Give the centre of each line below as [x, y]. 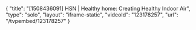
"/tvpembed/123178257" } [38, 21]
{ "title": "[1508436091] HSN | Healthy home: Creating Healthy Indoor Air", [98, 9]
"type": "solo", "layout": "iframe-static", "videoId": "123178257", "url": [92, 15]
